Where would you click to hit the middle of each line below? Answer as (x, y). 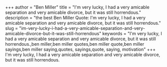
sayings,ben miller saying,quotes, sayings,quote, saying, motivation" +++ (81, 49)
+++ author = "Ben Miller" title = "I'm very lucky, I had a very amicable (77, 7)
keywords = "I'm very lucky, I (132, 33)
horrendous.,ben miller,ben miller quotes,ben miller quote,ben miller (75, 44)
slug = (12, 28)
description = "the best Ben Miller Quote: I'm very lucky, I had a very (76, 18)
